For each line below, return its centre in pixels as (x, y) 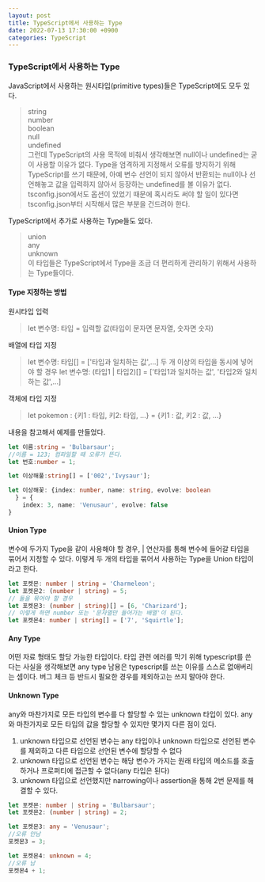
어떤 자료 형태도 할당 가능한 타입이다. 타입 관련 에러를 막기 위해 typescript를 (126, 657)
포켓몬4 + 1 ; (27, 871)
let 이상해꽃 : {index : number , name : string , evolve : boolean (110, 490)
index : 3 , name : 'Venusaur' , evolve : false (95, 505)
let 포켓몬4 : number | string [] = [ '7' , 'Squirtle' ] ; (96, 621)
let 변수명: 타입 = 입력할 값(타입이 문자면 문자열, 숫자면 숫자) (121, 328)
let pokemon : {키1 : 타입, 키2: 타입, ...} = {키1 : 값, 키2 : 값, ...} (125, 415)
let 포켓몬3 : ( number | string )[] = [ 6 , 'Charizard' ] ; (98, 606)
